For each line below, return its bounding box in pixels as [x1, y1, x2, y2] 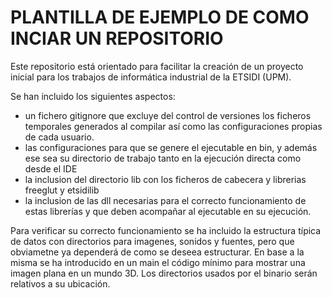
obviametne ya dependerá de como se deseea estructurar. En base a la [10, 246, 305, 258]
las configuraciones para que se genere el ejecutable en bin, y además [24, 141, 318, 153]
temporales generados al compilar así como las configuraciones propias [24, 120, 323, 132]
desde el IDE [24, 162, 78, 175]
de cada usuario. [24, 131, 95, 143]
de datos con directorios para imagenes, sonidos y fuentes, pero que [10, 235, 295, 247]
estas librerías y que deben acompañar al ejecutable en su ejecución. [24, 205, 312, 217]
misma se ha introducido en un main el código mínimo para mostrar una [10, 256, 306, 268]
